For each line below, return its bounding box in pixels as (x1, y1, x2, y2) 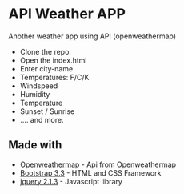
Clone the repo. (19, 46, 72, 56)
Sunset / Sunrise (19, 106, 75, 116)
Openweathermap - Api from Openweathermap (19, 160, 177, 169)
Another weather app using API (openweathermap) (8, 31, 177, 41)
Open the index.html (19, 55, 87, 65)
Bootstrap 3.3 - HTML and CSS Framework (19, 168, 162, 177)
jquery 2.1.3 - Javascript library (19, 176, 122, 186)
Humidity (19, 89, 50, 99)
